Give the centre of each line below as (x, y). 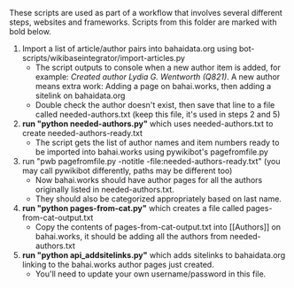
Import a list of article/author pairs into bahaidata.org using (129, 49)
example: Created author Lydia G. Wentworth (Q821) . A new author (158, 77)
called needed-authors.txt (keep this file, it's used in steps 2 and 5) (158, 114)
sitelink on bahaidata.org (80, 95)
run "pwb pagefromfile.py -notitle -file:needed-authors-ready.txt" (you (151, 161)
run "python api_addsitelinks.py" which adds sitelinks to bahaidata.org (154, 255)
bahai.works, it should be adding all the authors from (132, 236)
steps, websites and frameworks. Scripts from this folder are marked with (143, 22)
